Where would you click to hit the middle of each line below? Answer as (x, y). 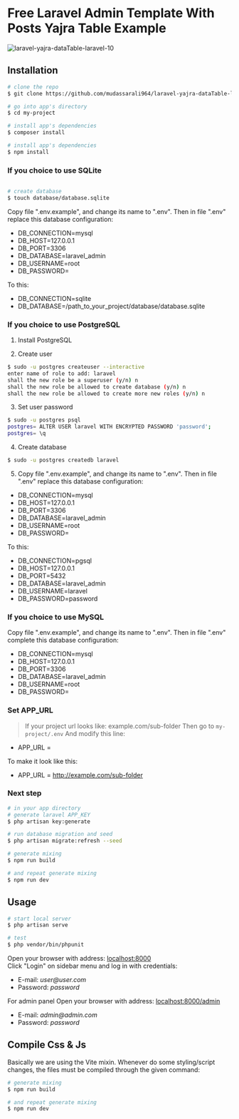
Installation (33, 70)
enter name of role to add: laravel (62, 373)
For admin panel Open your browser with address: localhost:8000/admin (114, 1001)
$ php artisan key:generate (49, 822)
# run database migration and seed (60, 834)
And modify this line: (95, 733)
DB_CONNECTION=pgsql (55, 561)
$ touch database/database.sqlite (59, 198)
